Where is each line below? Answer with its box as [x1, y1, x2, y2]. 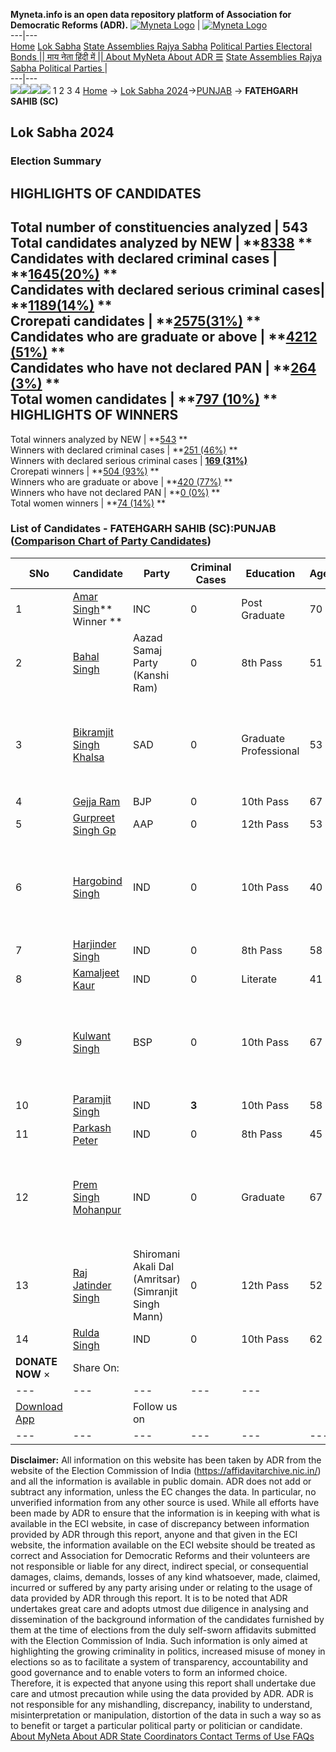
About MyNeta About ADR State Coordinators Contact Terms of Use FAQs [10, 1730, 315, 1742]
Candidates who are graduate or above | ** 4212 [10, 329, 318, 346]
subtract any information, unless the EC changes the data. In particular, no [10, 1485, 317, 1498]
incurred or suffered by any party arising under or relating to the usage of [10, 1581, 313, 1593]
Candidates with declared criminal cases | [10, 250, 278, 268]
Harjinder [72, 937, 117, 951]
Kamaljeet [72, 965, 120, 979]
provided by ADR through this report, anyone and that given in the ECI [10, 1528, 298, 1540]
